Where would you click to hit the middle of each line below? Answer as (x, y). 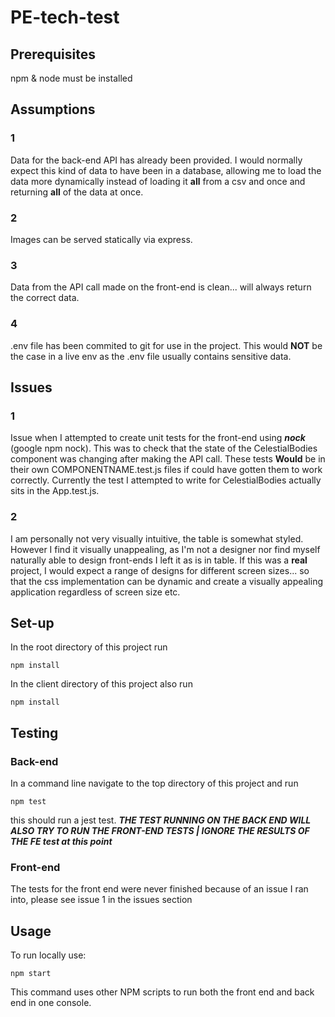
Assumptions (53, 109)
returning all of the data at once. (77, 192)
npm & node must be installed (71, 78)
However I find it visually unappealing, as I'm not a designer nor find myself (165, 549)
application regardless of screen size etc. (95, 592)
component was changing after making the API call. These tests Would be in (168, 459)
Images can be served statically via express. (101, 239)
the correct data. (45, 298)
